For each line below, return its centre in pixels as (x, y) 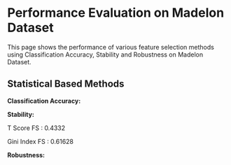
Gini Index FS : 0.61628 (41, 141)
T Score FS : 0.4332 (36, 128)
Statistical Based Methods (66, 84)
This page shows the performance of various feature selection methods (111, 47)
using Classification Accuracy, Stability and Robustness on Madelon (105, 55)
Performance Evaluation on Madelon (116, 13)
